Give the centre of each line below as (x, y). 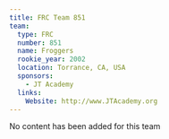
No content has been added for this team (85, 126)
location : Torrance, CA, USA (72, 68)
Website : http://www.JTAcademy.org (92, 101)
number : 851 (40, 43)
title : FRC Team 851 (48, 17)
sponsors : (35, 76)
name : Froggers (46, 51)
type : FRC (35, 34)
